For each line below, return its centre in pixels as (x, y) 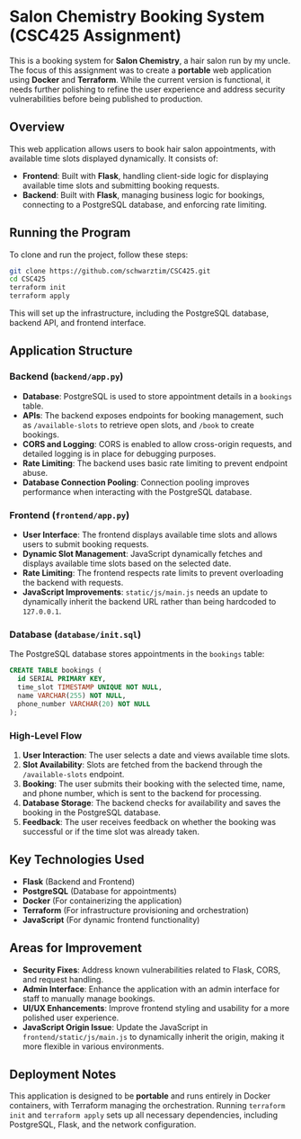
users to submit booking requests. (86, 544)
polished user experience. (71, 1018)
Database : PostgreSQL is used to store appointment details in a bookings (157, 396)
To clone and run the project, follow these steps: (99, 255)
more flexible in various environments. (93, 1046)
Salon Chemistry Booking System (137, 17)
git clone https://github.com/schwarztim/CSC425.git (110, 271)
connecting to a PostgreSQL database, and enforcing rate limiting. (145, 204)
